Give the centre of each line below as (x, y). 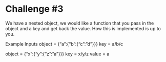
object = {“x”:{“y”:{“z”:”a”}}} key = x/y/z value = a (57, 54)
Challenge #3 (34, 9)
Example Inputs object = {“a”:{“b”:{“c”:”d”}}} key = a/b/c (64, 44)
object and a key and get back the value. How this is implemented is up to (83, 28)
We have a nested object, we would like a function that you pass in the (80, 23)
